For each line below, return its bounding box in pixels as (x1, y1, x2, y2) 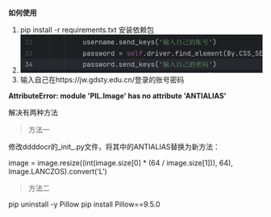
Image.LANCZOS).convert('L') (8, 166, 107, 176)
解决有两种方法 (8, 107, 58, 117)
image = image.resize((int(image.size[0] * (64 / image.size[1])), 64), (8, 157, 234, 168)
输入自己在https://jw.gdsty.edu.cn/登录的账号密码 (19, 74, 185, 84)
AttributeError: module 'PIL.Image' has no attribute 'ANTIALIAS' (8, 90, 227, 100)
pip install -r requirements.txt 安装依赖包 (19, 25, 155, 35)
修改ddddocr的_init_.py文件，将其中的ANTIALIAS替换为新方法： (8, 141, 220, 152)
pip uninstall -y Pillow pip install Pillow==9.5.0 (8, 199, 161, 209)
